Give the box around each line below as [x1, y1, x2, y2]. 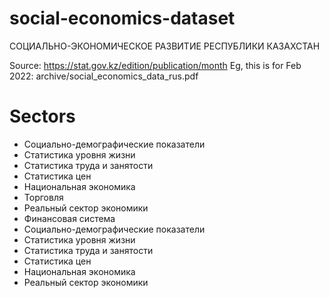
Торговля [23, 191, 64, 203]
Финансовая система [23, 212, 116, 224]
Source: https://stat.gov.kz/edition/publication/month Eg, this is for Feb [9, 59, 302, 71]
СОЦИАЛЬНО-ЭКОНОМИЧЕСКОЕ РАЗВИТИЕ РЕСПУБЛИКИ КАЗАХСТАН [9, 40, 321, 52]
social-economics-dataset [9, 7, 236, 30]
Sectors [9, 105, 76, 128]
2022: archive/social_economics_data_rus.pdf [9, 70, 199, 82]
